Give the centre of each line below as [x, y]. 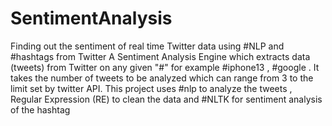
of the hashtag [40, 109]
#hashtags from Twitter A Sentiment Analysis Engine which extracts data [160, 56]
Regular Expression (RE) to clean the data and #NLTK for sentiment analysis [166, 99]
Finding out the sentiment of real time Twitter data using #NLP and [147, 46]
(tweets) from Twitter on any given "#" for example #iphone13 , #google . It [165, 67]
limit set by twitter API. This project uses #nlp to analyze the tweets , [151, 88]
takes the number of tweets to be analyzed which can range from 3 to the [162, 78]
